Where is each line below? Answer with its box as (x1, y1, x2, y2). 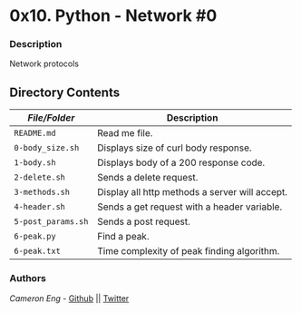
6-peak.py (14, 231, 56, 241)
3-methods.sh (14, 187, 71, 198)
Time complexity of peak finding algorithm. (96, 245, 280, 258)
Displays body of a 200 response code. (96, 156, 266, 169)
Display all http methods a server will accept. (96, 186, 288, 199)
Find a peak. (96, 230, 150, 243)
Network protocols (9, 58, 80, 69)
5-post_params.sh (14, 217, 89, 227)
